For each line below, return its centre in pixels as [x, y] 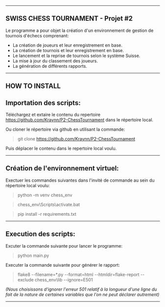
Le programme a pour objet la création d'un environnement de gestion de [80, 30]
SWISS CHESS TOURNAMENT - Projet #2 [69, 18]
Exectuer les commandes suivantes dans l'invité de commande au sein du [80, 180]
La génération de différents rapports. [50, 66]
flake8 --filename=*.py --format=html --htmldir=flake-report [78, 274]
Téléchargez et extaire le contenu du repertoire [53, 115]
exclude [25, 279]
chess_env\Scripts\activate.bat [49, 204]
